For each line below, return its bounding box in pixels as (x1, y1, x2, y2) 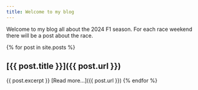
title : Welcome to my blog (6, 8, 74, 15)
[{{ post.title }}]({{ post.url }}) (6, 61, 121, 71)
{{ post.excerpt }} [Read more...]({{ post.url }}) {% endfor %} (6, 77, 158, 85)
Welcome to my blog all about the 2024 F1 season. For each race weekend (6, 25, 193, 33)
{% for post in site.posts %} (6, 43, 76, 51)
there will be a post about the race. (6, 31, 93, 39)
